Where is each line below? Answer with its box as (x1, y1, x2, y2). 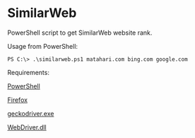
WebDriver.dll (7, 122, 47, 132)
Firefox (7, 96, 28, 104)
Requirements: (7, 68, 49, 76)
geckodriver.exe (7, 109, 54, 117)
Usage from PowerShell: (7, 42, 78, 50)
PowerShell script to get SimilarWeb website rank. (7, 28, 153, 37)
